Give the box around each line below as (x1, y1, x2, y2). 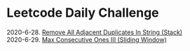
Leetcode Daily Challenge (6, 5, 159, 21)
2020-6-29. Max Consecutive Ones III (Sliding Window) (6, 35, 168, 43)
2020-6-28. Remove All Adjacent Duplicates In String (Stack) (6, 28, 183, 36)
